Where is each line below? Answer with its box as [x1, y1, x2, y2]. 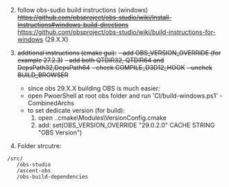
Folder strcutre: [17, 142, 62, 150]
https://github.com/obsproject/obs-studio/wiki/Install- [17, 13, 172, 21]
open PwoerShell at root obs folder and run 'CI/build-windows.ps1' [27, 91, 219, 100]
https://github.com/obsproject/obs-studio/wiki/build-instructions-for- [17, 28, 217, 36]
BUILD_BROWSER [17, 71, 69, 79]
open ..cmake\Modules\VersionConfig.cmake [37, 114, 167, 122]
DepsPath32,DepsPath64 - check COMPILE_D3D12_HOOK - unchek [17, 64, 213, 71]
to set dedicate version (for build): [27, 107, 125, 114]
